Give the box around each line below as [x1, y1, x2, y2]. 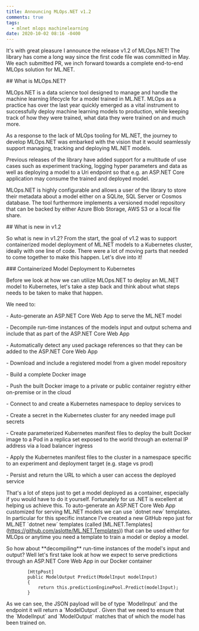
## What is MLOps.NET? [6, 78, 66, 85]
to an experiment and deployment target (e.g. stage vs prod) [6, 460, 154, 467]
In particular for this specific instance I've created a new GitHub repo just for [6, 515, 193, 522]
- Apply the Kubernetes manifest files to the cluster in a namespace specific [6, 454, 191, 461]
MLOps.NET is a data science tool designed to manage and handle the [6, 89, 178, 96]
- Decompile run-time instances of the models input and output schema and [6, 324, 192, 331]
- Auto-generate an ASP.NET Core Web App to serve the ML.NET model [6, 312, 182, 319]
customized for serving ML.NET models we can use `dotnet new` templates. [6, 508, 191, 515]
